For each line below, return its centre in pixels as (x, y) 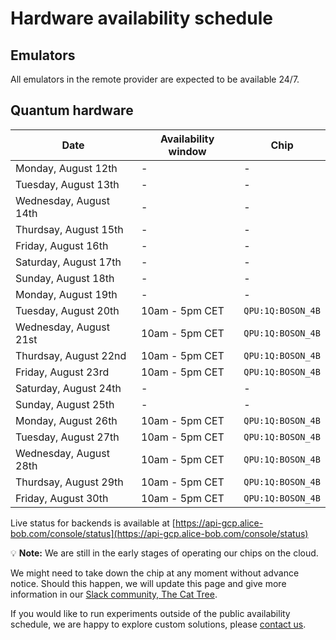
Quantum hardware (72, 110)
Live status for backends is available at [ (93, 523)
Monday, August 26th (66, 420)
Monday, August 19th (66, 294)
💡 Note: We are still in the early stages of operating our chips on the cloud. (164, 553)
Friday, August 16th (62, 245)
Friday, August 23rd (62, 372)
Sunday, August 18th (65, 278)
